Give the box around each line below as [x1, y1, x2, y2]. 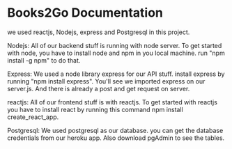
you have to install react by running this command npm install [7, 105, 183, 113]
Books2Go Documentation [7, 5, 164, 21]
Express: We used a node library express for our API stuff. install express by [7, 70, 225, 78]
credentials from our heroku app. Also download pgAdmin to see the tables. [7, 134, 225, 142]
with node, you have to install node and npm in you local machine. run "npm [7, 49, 225, 57]
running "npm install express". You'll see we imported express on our [7, 77, 206, 85]
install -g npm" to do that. [7, 56, 81, 64]
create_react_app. [7, 113, 59, 121]
